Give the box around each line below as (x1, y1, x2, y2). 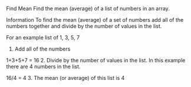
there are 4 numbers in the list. (6, 63, 81, 70)
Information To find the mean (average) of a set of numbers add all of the (6, 16, 184, 23)
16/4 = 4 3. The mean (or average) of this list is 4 (6, 75, 125, 81)
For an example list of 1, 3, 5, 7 (6, 34, 80, 41)
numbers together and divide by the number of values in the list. (6, 23, 162, 29)
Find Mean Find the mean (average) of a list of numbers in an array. (6, 5, 170, 12)
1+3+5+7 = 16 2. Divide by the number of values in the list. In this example (6, 57, 186, 63)
